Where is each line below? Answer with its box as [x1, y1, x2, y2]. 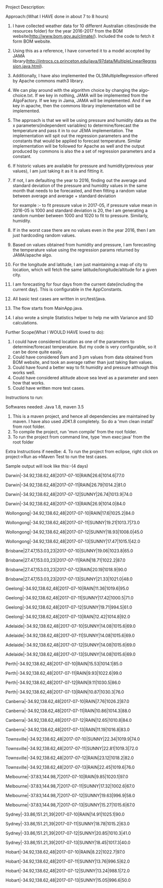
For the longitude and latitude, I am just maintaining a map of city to [12, 262, 147, 267]
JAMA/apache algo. [12, 252, 52, 258]
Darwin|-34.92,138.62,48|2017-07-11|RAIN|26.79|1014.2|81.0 [5, 482, 127, 488]
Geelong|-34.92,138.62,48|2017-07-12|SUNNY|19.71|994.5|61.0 [5, 604, 132, 610]
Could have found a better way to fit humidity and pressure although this [12, 364, 158, 370]
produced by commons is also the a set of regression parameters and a [12, 148, 156, 154]
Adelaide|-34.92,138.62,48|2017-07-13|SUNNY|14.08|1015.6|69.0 [5, 651, 136, 657]
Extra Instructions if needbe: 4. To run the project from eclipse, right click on [5, 449, 158, 454]
